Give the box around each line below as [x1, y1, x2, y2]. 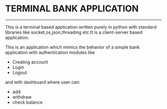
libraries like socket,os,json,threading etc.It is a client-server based [5, 29, 143, 35]
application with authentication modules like [5, 49, 95, 55]
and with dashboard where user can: [5, 79, 81, 85]
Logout [12, 69, 27, 75]
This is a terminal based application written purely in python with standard [5, 24, 157, 30]
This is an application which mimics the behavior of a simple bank [5, 44, 140, 50]
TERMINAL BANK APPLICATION [5, 3, 139, 14]
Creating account [12, 59, 48, 65]
